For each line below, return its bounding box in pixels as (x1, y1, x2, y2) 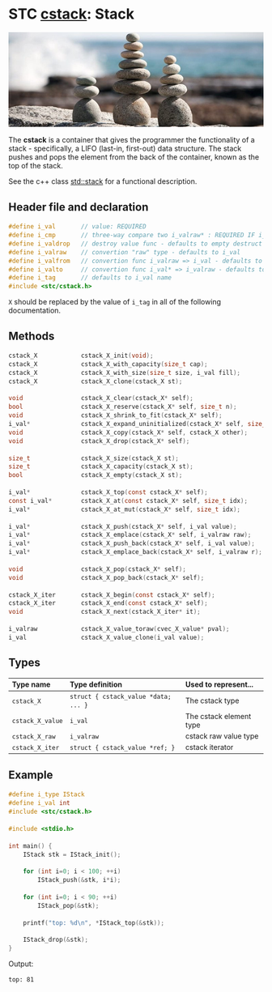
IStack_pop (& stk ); (37, 901, 100, 909)
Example (8, 768, 53, 781)
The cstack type (185, 696, 240, 705)
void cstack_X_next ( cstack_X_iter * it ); (8, 608, 201, 616)
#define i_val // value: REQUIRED (8, 223, 147, 231)
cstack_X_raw (11, 732, 56, 741)
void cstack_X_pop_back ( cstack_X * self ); (8, 573, 205, 581)
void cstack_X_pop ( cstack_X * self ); (8, 564, 186, 573)
